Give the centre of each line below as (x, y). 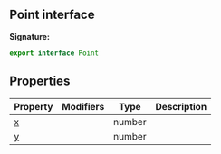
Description (181, 106)
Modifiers (83, 106)
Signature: (29, 36)
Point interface (52, 15)
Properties (40, 82)
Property (34, 106)
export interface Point (54, 53)
